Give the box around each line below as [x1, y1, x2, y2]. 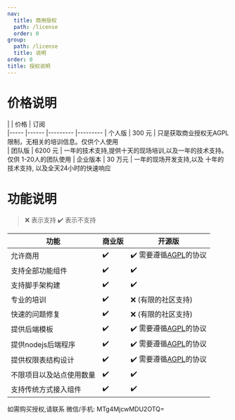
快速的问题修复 [11, 310, 61, 319]
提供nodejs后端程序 [11, 340, 76, 349]
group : [7, 37, 27, 44]
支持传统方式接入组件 [11, 385, 82, 394]
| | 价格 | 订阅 [7, 120, 46, 128]
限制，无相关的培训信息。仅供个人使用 [7, 137, 118, 146]
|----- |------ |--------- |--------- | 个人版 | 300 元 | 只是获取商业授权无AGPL [7, 128, 229, 137]
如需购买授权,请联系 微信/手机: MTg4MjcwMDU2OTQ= [7, 405, 165, 413]
